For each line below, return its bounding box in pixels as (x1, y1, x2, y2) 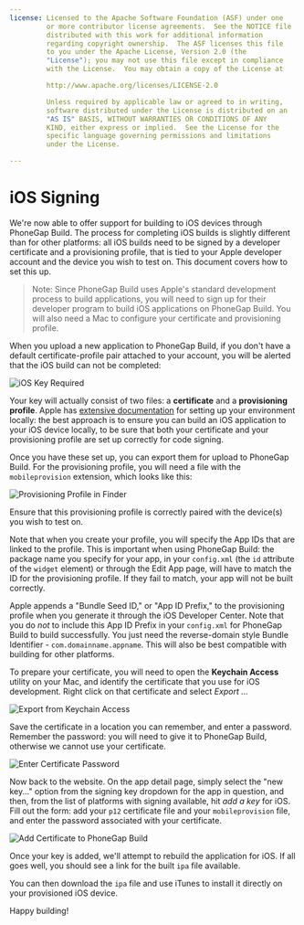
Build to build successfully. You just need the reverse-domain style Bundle (9, 629, 289, 640)
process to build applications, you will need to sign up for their (31, 293, 267, 304)
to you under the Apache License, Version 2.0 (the (46, 48, 247, 57)
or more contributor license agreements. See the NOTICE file (46, 22, 292, 31)
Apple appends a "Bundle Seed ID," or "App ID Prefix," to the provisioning (9, 600, 285, 611)
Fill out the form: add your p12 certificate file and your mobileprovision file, (9, 805, 290, 816)
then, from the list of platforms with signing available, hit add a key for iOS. (9, 795, 290, 806)
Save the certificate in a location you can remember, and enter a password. (9, 721, 292, 732)
